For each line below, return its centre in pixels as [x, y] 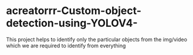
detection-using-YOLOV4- [72, 23]
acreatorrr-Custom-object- [74, 11]
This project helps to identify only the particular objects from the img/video [97, 39]
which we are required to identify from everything [66, 46]
